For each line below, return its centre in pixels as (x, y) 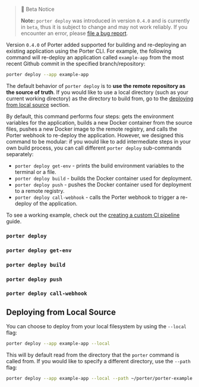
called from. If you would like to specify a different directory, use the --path (99, 361)
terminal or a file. (35, 172)
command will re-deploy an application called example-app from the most (95, 57)
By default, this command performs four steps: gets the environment (90, 116)
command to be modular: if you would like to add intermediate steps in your (99, 141)
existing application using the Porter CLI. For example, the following (89, 51)
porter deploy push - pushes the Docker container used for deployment (103, 185)
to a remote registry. (40, 191)
